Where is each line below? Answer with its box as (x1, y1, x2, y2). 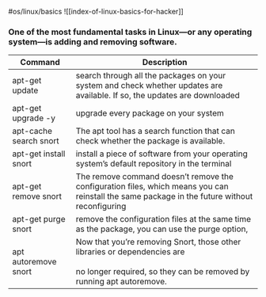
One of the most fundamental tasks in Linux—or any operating (8, 26, 253, 37)
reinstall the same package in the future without (75, 191, 253, 202)
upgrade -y (12, 112, 55, 124)
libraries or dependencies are (75, 246, 185, 257)
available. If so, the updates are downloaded (75, 90, 240, 101)
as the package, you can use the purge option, (75, 223, 249, 234)
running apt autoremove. (75, 276, 168, 287)
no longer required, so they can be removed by (75, 266, 250, 277)
